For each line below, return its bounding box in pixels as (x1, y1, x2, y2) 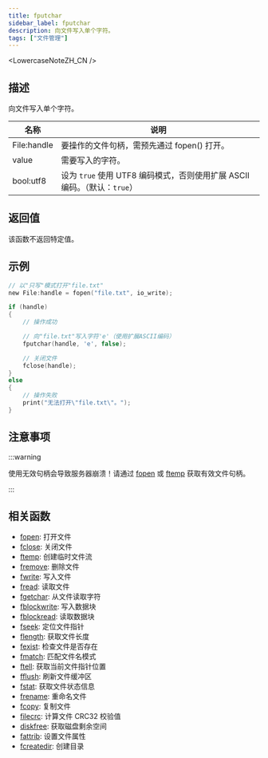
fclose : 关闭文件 (19, 542, 73, 551)
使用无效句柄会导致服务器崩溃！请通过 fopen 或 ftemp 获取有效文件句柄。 (8, 468, 250, 478)
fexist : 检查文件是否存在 (19, 642, 98, 651)
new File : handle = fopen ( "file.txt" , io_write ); (8, 289, 173, 297)
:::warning (8, 452, 41, 461)
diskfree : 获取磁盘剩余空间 (19, 721, 108, 731)
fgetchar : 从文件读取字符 (19, 592, 101, 602)
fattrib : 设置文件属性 (19, 732, 86, 741)
